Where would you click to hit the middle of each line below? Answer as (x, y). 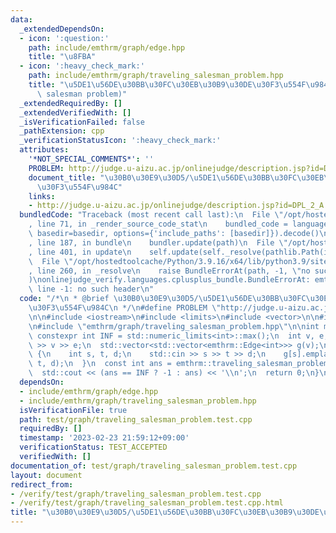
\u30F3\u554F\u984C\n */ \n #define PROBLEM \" (125, 308)
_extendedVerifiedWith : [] (75, 112)
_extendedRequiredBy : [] (71, 103)
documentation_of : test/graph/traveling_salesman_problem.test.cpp (154, 466)
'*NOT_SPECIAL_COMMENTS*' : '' (91, 159)
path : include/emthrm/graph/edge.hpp (107, 47)
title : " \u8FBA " (62, 57)
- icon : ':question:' (64, 38)
